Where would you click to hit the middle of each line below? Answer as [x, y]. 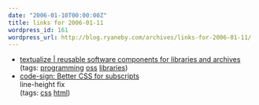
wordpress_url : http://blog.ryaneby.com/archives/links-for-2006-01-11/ [130, 37]
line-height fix [42, 85]
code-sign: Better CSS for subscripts [80, 76]
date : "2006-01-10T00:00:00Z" [58, 15]
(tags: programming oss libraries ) [74, 68]
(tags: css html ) [45, 93]
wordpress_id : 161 [38, 30]
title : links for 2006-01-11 [56, 23]
